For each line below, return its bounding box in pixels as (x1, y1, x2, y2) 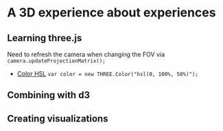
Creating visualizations (7, 112, 108, 124)
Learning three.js (7, 32, 82, 44)
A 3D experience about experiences (7, 5, 216, 21)
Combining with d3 (7, 89, 91, 101)
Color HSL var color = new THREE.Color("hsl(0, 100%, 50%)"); (16, 70, 199, 78)
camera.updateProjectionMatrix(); (7, 58, 106, 64)
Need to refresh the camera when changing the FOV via (7, 50, 165, 58)
